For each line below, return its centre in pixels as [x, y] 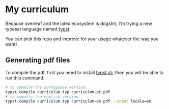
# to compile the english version [42, 97]
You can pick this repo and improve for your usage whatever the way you [82, 39]
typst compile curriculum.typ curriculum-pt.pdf [58, 92]
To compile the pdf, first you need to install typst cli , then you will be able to [84, 72]
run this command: [25, 78]
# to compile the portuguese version [45, 87]
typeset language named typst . [38, 29]
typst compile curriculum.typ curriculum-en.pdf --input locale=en [78, 101]
